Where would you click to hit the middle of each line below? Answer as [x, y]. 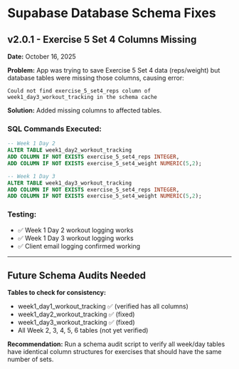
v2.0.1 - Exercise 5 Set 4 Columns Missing [102, 40]
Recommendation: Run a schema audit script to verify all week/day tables [116, 344]
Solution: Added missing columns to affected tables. [85, 110]
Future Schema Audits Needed [76, 275]
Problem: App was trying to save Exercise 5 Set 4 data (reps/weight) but [114, 70]
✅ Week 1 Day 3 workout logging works [75, 238]
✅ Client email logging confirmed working [79, 246]
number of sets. [31, 359]
